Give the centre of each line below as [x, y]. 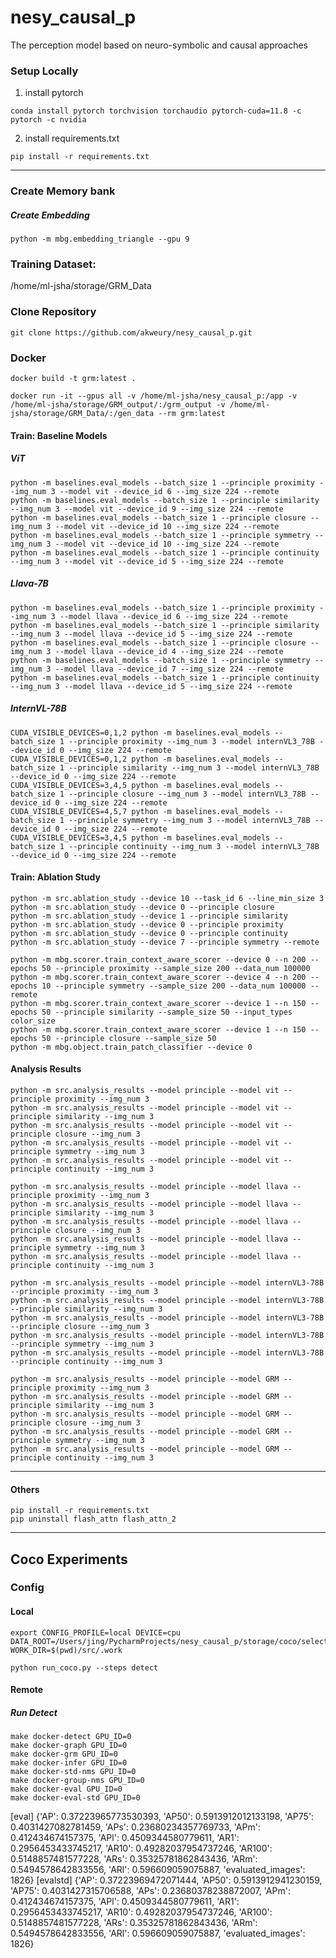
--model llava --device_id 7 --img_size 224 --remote [169, 669]
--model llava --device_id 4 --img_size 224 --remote [169, 651]
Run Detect [34, 1712]
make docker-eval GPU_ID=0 [66, 1789]
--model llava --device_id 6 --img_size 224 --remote [173, 616]
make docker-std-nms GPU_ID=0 [73, 1772]
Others [25, 1489]
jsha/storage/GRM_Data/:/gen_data [82, 414]
